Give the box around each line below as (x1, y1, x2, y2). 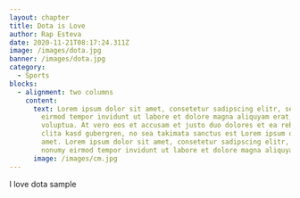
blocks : (9, 79, 38, 88)
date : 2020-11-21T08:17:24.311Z (9, 37, 129, 47)
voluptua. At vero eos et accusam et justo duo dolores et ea (41, 121, 278, 130)
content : (25, 95, 58, 105)
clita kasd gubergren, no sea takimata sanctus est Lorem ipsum (41, 129, 286, 138)
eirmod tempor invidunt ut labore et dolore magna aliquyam (41, 112, 270, 121)
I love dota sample (9, 178, 77, 189)
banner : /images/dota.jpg (9, 54, 105, 63)
